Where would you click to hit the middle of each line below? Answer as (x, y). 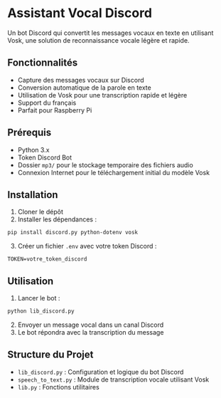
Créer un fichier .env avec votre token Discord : (87, 246)
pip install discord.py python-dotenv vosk (73, 233)
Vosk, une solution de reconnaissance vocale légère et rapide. (98, 40)
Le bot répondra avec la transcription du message (91, 332)
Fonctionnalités (43, 63)
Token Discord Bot (45, 157)
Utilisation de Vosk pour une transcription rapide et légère (102, 95)
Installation (33, 195)
